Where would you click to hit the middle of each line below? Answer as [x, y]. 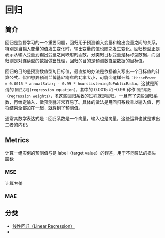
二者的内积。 [18, 125]
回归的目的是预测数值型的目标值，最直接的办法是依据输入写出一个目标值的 [80, 71]
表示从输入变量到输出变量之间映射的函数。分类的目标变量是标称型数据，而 [80, 55]
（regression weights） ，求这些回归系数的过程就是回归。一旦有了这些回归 [79, 96]
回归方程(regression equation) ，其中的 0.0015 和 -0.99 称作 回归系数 [83, 90]
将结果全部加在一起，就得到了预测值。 [44, 108]
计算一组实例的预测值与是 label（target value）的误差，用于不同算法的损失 [81, 153]
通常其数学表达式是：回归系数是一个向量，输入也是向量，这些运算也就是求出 [82, 119]
